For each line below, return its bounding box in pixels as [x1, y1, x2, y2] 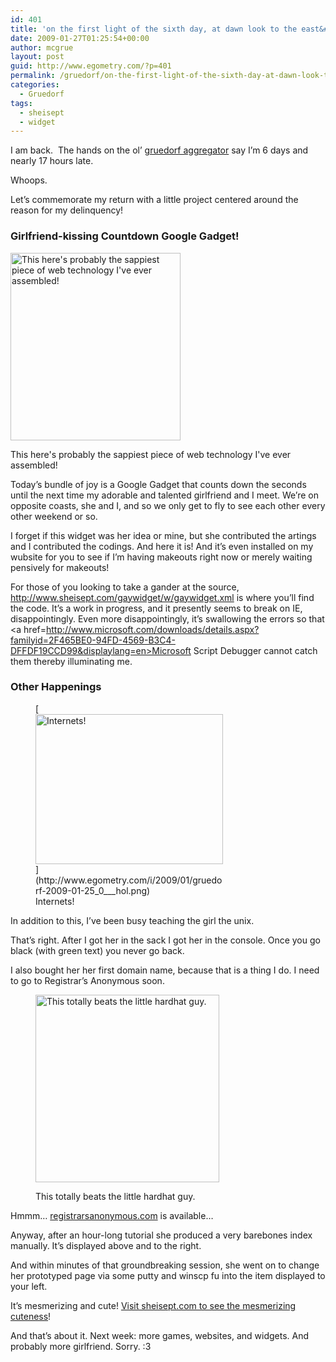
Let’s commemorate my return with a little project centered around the [10, 194, 299, 206]
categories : [10, 80, 60, 90]
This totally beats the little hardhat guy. [35, 1190, 196, 1202]
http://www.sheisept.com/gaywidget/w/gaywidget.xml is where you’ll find [10, 591, 315, 603]
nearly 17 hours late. [10, 155, 94, 167]
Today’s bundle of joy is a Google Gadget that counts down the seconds [10, 478, 307, 490]
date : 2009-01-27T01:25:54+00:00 [10, 33, 150, 43]
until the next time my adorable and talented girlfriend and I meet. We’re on [10, 489, 319, 501]
